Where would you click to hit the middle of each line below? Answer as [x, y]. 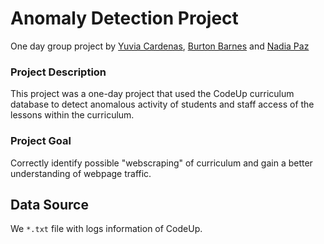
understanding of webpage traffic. [81, 173]
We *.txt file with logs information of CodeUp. [106, 229]
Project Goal [41, 141]
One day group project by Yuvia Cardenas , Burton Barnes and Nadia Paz [160, 46]
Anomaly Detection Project [124, 18]
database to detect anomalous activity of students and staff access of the [162, 104]
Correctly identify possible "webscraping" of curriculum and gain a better [161, 163]
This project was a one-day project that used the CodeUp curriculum [152, 94]
